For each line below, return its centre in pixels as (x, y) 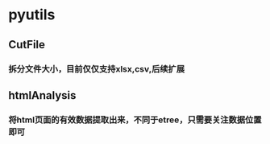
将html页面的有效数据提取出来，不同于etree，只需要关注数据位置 (135, 120)
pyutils (32, 15)
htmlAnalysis (42, 95)
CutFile (27, 45)
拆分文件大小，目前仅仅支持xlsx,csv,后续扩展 (97, 68)
